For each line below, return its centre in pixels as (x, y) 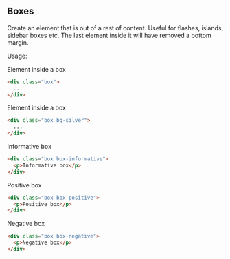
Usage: (17, 56)
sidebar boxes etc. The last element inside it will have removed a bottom (109, 35)
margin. (18, 42)
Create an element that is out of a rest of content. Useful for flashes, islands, (115, 28)
